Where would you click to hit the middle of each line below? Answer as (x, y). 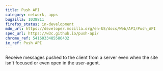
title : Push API (22, 10)
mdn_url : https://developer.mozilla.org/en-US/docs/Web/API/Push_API (81, 29)
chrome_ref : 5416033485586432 (37, 39)
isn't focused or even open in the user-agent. (53, 63)
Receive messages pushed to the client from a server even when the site (81, 57)
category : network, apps (32, 15)
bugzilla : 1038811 (25, 19)
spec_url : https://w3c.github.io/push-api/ (52, 33)
